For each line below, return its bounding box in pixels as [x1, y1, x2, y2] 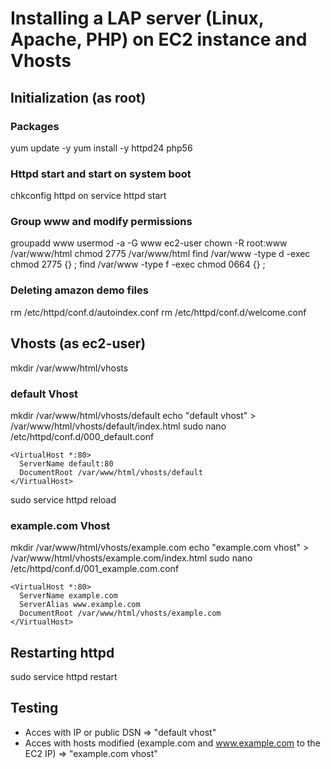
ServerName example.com [19, 591, 118, 601]
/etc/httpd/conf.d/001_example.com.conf [10, 563, 180, 575]
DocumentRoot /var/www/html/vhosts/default [19, 467, 203, 477]
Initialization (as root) [10, 89, 147, 106]
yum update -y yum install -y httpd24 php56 [10, 142, 193, 154]
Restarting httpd [10, 644, 115, 661]
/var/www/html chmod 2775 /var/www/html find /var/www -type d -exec [10, 248, 311, 260]
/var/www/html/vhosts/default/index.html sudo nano [10, 420, 227, 432]
